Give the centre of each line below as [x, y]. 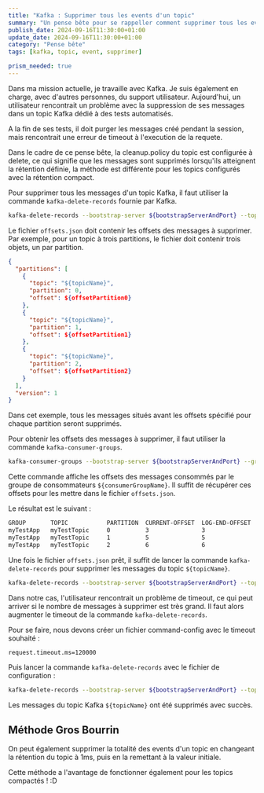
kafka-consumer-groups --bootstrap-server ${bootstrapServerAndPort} [125, 462]
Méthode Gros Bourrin [64, 730]
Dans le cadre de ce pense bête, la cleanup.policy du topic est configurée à [130, 152]
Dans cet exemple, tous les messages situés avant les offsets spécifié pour [130, 415]
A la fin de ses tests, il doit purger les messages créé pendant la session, [126, 128]
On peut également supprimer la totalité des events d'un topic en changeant [132, 749]
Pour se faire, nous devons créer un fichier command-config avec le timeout [132, 630]
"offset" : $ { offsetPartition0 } [80, 298]
